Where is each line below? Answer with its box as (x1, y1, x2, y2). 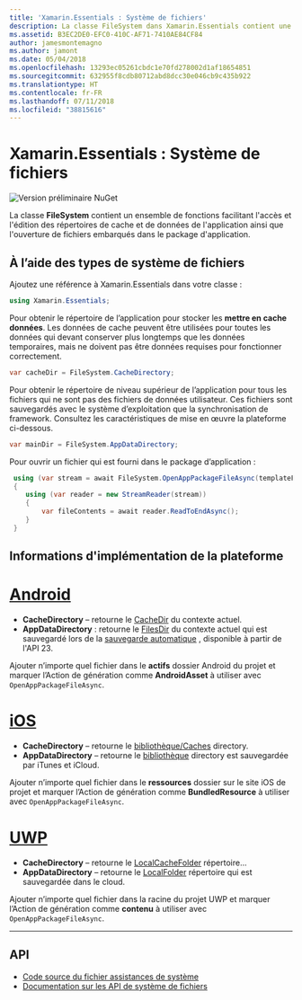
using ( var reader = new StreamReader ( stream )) (25, 491, 207, 500)
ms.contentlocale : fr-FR (9, 88, 102, 97)
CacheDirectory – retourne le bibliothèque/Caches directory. (22, 740, 249, 751)
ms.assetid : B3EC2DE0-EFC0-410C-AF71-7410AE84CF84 (9, 30, 203, 39)
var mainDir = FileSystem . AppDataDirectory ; (9, 439, 179, 449)
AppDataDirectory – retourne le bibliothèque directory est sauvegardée (22, 750, 289, 761)
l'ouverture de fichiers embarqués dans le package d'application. (9, 229, 251, 240)
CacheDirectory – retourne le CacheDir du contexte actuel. (22, 615, 243, 625)
